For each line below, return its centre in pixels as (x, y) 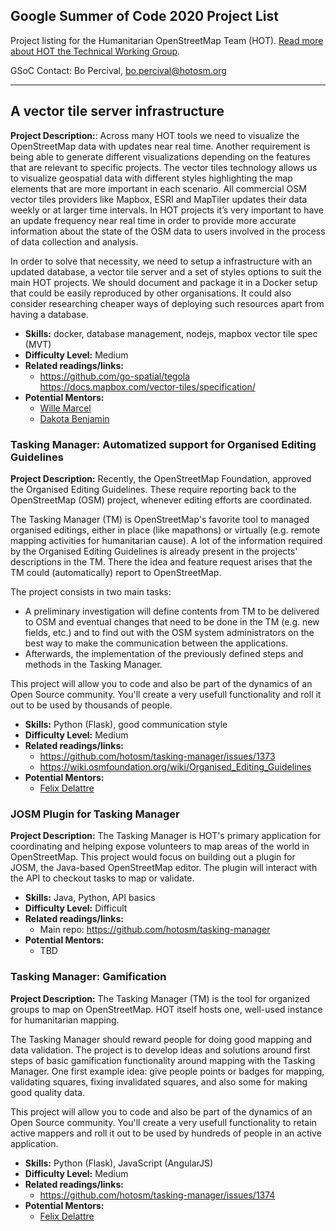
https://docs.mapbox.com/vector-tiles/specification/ (147, 386)
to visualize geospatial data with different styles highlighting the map (151, 178)
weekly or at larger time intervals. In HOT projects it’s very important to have (167, 210)
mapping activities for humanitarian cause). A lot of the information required (166, 540)
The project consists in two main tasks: (91, 591)
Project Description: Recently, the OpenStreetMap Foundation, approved (161, 478)
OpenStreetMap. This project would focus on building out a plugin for (153, 857)
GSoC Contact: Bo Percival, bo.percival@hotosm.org (118, 70)
